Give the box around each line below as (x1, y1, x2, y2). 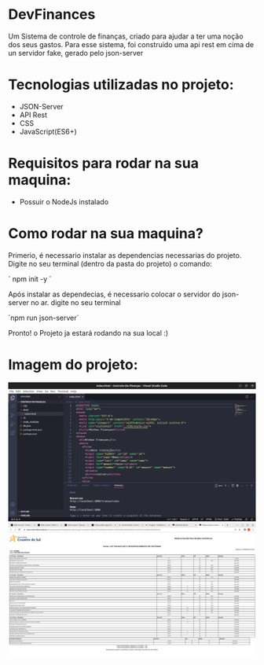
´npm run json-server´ (8, 313, 79, 322)
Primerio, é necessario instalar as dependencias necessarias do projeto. (8, 250, 242, 260)
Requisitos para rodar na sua (8, 155, 199, 172)
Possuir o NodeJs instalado (19, 197, 108, 206)
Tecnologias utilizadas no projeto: (8, 76, 234, 94)
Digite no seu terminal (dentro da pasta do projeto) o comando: (8, 259, 212, 268)
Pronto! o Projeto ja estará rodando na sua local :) (8, 328, 169, 337)
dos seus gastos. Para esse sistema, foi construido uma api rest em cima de (8, 39, 255, 49)
